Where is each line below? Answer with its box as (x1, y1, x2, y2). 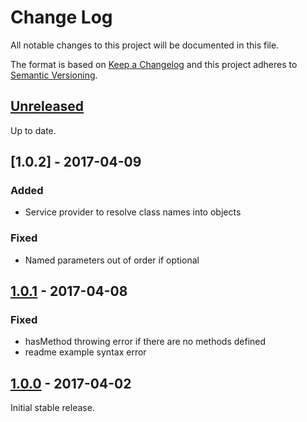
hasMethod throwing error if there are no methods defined (24, 336, 267, 348)
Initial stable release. (10, 402, 95, 414)
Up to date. (10, 124, 57, 136)
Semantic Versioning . (10, 69, 98, 81)
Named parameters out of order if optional (24, 254, 200, 266)
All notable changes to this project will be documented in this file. (10, 39, 280, 51)
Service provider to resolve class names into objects (24, 206, 242, 218)
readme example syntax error (24, 346, 147, 358)
